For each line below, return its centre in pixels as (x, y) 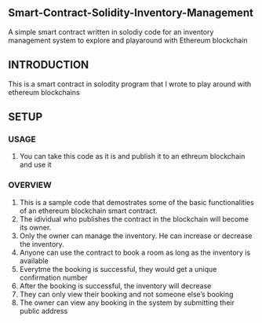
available (34, 261)
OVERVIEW (30, 185)
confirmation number (54, 277)
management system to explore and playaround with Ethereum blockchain (128, 40)
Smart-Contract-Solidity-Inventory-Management (131, 13)
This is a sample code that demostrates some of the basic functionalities (137, 202)
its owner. (35, 227)
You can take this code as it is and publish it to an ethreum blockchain (132, 156)
